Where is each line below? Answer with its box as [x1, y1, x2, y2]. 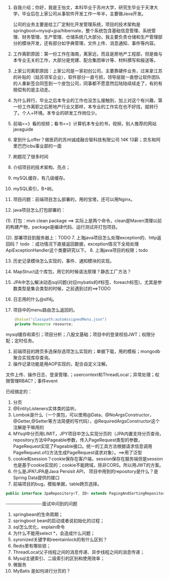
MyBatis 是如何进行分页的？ [13, 567, 71, 574]
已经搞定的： [6, 389, 32, 395]
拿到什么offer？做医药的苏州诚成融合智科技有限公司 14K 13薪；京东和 [13, 137, 156, 142]
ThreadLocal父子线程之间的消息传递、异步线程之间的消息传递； [13, 549, 145, 555]
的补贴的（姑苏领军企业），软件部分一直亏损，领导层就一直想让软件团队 [13, 74, 160, 80]
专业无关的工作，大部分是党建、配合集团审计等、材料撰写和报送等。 [17, 57, 158, 63]
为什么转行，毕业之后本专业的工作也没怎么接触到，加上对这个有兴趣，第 [13, 98, 162, 103]
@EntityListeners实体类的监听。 [13, 405, 79, 411]
